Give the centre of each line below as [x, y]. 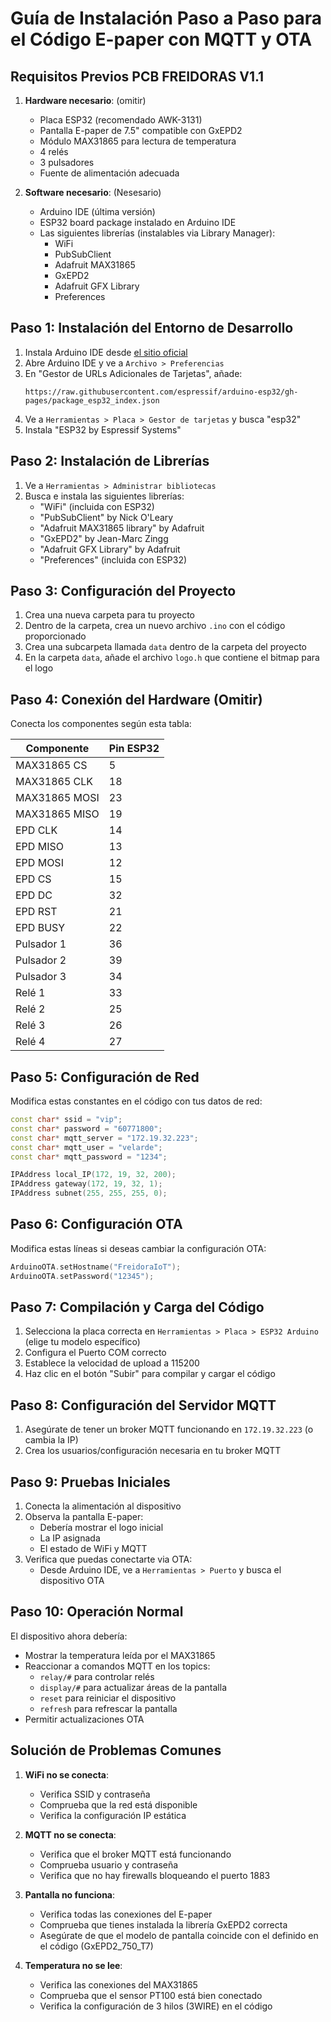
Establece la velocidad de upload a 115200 [112, 1363]
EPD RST [36, 912]
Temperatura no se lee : [73, 1965]
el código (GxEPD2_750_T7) [96, 1946]
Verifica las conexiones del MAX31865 [118, 1984]
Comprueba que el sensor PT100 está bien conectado [151, 1995]
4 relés [54, 151]
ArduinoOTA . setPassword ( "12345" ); [82, 1276]
